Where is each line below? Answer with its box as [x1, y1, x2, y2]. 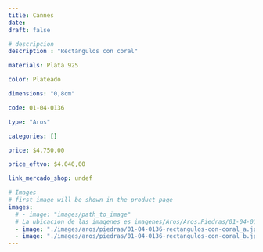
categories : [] [8, 132, 58, 140]
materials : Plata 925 [8, 62, 79, 70]
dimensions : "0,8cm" [8, 90, 76, 98]
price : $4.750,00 [8, 146, 65, 154]
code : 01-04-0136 [8, 103, 65, 112]
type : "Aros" [8, 118, 51, 126]
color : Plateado [8, 76, 61, 84]
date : [8, 19, 26, 27]
